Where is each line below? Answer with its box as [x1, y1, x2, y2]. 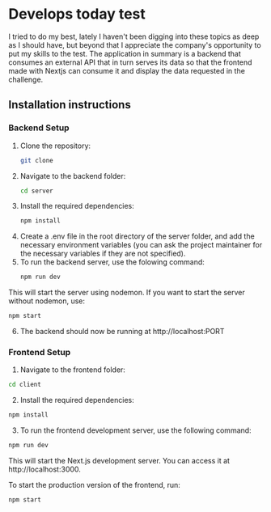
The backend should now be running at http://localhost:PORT [19, 327, 225, 336]
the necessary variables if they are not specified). [19, 248, 186, 259]
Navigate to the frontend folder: [19, 365, 125, 374]
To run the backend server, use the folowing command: [19, 257, 205, 267]
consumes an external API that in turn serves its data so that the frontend [8, 57, 252, 67]
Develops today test [8, 5, 146, 23]
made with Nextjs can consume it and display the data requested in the [8, 66, 245, 75]
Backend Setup [8, 122, 70, 133]
